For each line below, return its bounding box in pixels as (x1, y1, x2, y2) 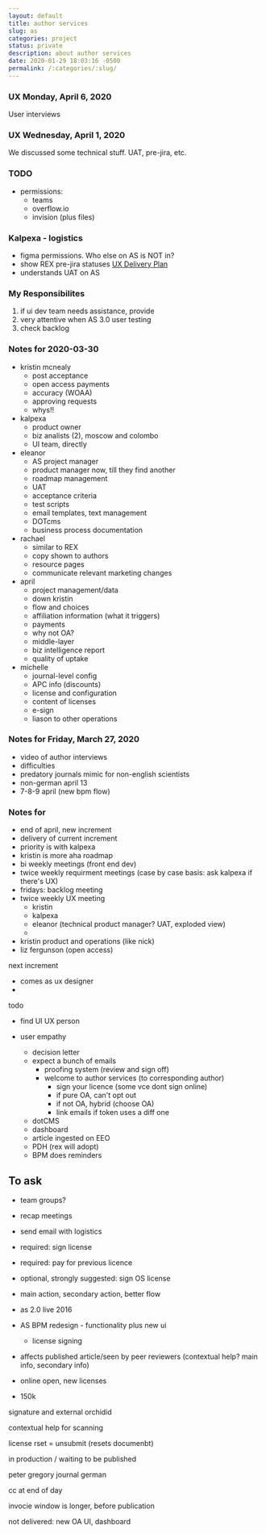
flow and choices (31, 602, 89, 612)
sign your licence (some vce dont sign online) (56, 1082, 208, 1092)
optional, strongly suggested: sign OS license (19, 1273, 171, 1283)
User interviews (8, 110, 60, 119)
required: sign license (19, 1242, 93, 1251)
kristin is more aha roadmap (19, 851, 113, 861)
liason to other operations (31, 714, 118, 723)
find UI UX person (19, 1016, 81, 1026)
